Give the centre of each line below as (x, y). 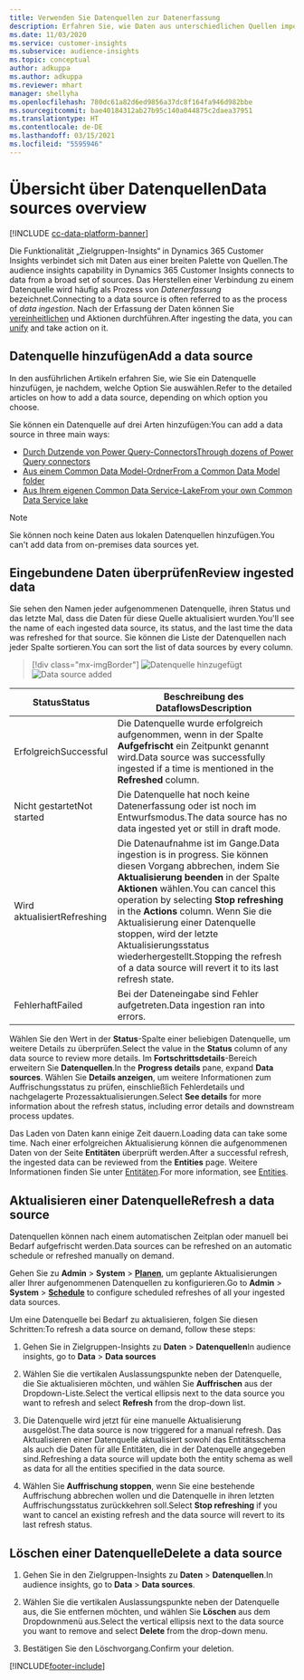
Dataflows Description (204, 708)
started (29, 818)
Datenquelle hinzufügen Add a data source (131, 356)
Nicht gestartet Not (53, 806)
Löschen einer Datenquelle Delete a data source (146, 1553)
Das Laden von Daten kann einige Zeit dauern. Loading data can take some (148, 1134)
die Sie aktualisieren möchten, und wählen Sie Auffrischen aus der (147, 1384)
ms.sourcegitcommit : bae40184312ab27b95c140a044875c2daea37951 (131, 110)
